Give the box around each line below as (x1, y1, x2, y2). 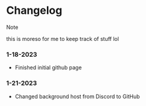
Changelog (6, 4, 62, 17)
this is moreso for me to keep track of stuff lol (6, 35, 119, 42)
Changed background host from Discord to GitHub (14, 93, 140, 100)
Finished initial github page (14, 64, 82, 71)
